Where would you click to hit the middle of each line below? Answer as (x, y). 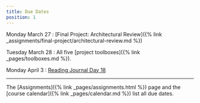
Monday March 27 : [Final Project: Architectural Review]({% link (84, 34)
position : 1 (21, 17)
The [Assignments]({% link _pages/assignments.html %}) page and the (93, 87)
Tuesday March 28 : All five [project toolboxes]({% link (73, 52)
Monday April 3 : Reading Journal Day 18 (56, 70)
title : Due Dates (28, 12)
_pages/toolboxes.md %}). (39, 58)
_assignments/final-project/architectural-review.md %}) (74, 40)
